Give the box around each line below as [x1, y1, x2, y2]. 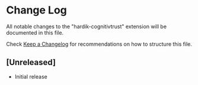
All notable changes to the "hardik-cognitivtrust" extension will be [6, 23, 167, 30]
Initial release [14, 73, 47, 80]
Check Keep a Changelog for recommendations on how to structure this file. [6, 40, 193, 47]
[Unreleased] [6, 57, 56, 67]
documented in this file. [6, 29, 64, 36]
